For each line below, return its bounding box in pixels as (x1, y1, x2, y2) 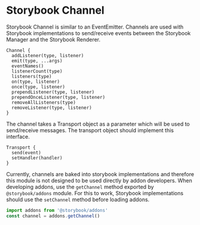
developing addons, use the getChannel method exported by (6, 183, 154, 190)
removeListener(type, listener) (11, 105, 93, 111)
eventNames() (11, 63, 44, 69)
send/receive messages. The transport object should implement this (6, 126, 174, 134)
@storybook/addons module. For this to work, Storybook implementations (6, 189, 184, 196)
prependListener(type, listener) (11, 89, 95, 95)
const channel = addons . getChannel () (6, 212, 100, 219)
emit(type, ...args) (11, 58, 63, 64)
